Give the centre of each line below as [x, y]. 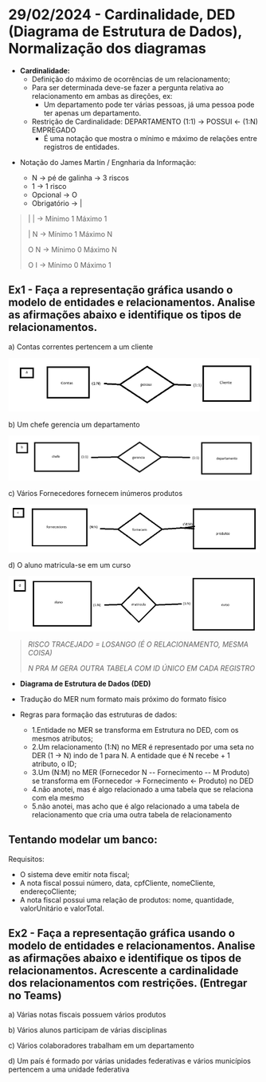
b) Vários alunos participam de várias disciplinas [88, 1030]
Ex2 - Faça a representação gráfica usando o [122, 933]
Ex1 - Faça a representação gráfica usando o [121, 290]
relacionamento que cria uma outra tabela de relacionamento [132, 814]
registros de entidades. [81, 147]
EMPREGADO [54, 130]
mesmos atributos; [62, 738]
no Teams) [35, 995]
